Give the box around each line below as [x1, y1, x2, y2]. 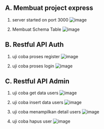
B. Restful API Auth [5, 41, 64, 49]
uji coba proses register [12, 53, 60, 59]
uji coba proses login [12, 63, 55, 69]
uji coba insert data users [12, 100, 63, 106]
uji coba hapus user [12, 118, 52, 124]
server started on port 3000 [12, 17, 69, 22]
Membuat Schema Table [12, 26, 62, 32]
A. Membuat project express [5, 4, 94, 12]
